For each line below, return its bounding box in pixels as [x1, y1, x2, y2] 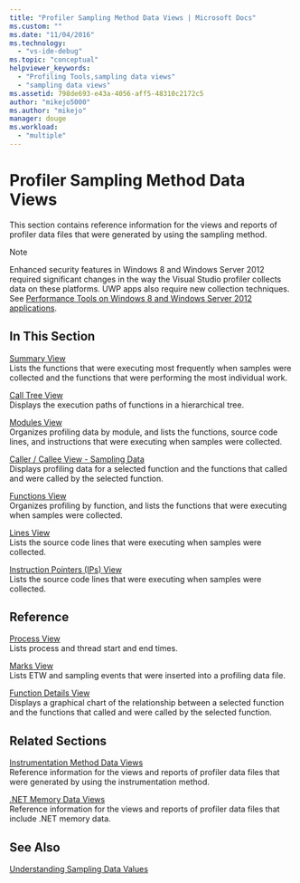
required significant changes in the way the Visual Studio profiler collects [9, 274, 282, 284]
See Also [9, 840, 61, 855]
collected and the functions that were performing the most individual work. [9, 372, 288, 383]
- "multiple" [17, 131, 67, 140]
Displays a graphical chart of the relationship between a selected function [9, 697, 285, 708]
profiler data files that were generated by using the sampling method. [9, 228, 267, 240]
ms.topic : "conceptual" [9, 55, 99, 64]
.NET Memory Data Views [9, 794, 106, 805]
